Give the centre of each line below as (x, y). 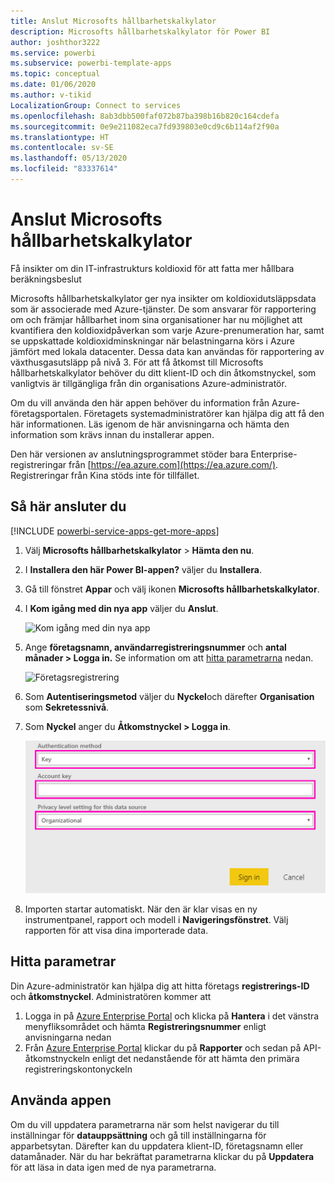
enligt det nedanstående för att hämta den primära (196, 1058)
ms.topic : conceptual (55, 74)
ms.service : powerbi (53, 53)
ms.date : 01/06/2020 (53, 85)
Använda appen (61, 1100)
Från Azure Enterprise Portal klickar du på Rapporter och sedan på (163, 1047)
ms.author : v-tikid (51, 95)
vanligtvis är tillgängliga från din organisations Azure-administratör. (148, 383)
